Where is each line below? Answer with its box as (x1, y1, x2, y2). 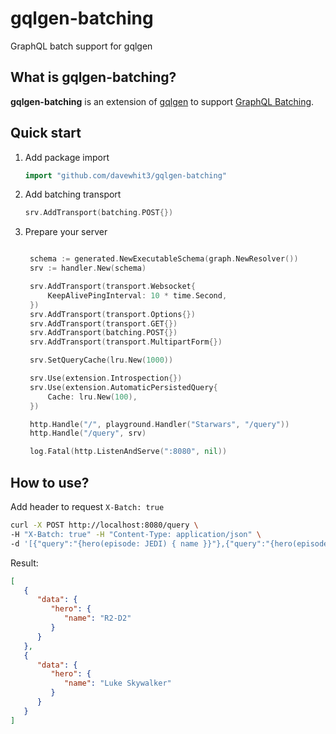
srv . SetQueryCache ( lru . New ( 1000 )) (29, 355, 174, 366)
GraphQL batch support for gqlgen (10, 40, 153, 52)
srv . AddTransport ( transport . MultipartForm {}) (29, 337, 223, 347)
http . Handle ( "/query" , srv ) (29, 428, 147, 439)
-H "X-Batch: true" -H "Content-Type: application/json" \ (10, 529, 262, 539)
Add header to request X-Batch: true (10, 501, 165, 512)
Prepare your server (24, 226, 108, 238)
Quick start (10, 125, 82, 142)
